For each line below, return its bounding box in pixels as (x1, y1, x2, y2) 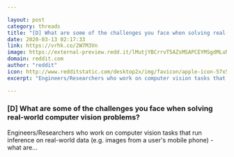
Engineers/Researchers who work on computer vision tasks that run (7, 128, 202, 137)
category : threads (7, 22, 61, 30)
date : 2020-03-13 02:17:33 (7, 36, 86, 43)
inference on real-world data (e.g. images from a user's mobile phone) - (7, 135, 214, 144)
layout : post (7, 16, 45, 23)
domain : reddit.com (7, 55, 64, 63)
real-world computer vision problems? (7, 112, 141, 122)
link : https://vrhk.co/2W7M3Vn (7, 43, 98, 50)
